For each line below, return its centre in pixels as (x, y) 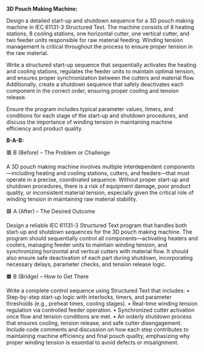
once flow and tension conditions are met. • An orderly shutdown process (99, 316)
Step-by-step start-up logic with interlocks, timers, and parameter (89, 297)
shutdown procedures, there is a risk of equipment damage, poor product (98, 186)
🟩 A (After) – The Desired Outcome (51, 211)
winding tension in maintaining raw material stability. (72, 199)
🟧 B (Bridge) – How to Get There (47, 276)
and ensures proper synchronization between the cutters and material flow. (101, 78)
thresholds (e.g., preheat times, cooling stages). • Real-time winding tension (102, 304)
